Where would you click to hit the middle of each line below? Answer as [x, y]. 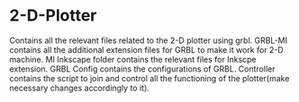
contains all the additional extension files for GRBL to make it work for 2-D [146, 49]
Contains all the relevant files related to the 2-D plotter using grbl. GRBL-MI [149, 40]
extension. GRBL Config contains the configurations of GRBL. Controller [142, 69]
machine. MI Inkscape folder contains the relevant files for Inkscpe [133, 59]
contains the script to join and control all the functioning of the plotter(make [149, 78]
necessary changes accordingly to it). [80, 88]
